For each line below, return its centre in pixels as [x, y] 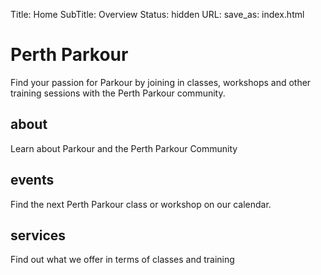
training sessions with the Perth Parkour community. [118, 93]
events [32, 180]
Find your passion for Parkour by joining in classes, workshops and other [161, 82]
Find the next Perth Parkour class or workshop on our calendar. [141, 204]
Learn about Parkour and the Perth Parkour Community [124, 148]
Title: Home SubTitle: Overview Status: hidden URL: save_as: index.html [157, 14]
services [38, 235]
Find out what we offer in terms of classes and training [122, 260]
